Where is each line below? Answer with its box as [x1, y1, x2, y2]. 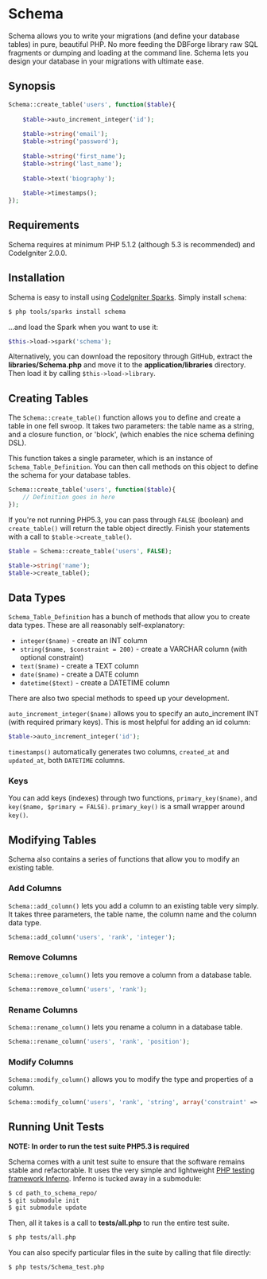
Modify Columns [8, 1056, 74, 1068]
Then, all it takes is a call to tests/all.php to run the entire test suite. [8, 1218, 230, 1228]
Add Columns [8, 883, 62, 894]
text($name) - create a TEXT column [19, 661, 139, 671]
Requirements [8, 219, 79, 232]
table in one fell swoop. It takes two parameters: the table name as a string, [8, 421, 254, 431]
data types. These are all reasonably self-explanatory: [8, 621, 185, 630]
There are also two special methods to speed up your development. [8, 693, 230, 703]
